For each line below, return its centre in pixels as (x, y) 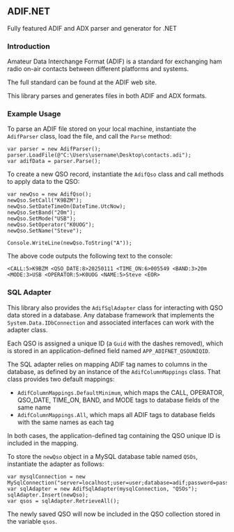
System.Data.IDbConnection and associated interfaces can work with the (111, 322)
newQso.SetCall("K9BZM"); (45, 201)
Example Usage (34, 114)
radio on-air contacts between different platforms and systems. (98, 69)
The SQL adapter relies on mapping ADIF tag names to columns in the (107, 364)
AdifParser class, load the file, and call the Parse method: (89, 136)
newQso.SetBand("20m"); (42, 213)
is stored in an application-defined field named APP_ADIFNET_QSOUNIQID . (109, 350)
